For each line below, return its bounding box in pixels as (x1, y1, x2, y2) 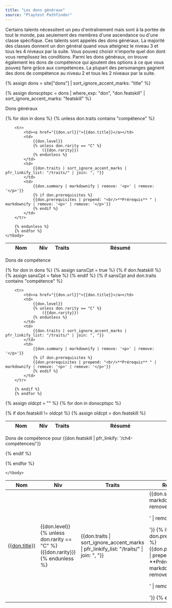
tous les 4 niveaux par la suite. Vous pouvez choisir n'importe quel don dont (5, 48, 166, 54)
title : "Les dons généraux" (5, 7, 66, 13)
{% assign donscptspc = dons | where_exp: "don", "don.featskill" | (5, 90, 145, 96)
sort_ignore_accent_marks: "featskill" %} (5, 95, 92, 102)
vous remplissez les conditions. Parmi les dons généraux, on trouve (5, 53, 148, 60)
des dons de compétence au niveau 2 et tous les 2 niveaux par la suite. (5, 70, 156, 76)
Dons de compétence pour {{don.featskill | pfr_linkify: (5, 435, 119, 441)
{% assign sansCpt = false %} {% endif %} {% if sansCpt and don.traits (5, 272, 157, 279)
